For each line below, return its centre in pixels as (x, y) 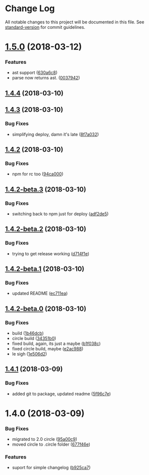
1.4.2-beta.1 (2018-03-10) (45, 269)
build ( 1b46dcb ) (28, 333)
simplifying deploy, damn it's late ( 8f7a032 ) (55, 134)
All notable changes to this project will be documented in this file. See (75, 22)
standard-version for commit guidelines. (45, 27)
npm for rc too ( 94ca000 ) (38, 174)
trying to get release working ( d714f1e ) (51, 253)
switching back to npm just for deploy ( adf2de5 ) (60, 214)
